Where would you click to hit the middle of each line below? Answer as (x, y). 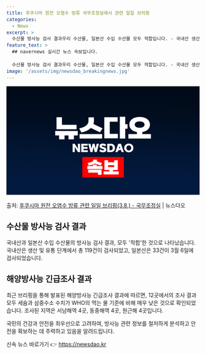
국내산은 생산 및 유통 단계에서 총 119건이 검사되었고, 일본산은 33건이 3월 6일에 (100, 250)
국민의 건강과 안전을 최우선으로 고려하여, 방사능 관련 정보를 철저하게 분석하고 (98, 323)
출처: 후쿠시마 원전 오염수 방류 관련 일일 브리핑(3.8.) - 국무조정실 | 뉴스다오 (96, 205)
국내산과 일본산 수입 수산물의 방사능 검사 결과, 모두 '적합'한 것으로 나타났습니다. (101, 242)
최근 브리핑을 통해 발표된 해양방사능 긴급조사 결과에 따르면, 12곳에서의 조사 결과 (101, 295)
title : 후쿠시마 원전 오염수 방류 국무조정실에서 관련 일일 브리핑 (78, 13)
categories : (21, 19)
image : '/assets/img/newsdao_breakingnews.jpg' (68, 71)
